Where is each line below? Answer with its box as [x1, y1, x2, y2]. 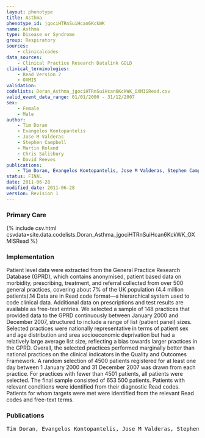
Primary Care [6, 210, 47, 219]
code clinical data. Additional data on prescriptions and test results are [6, 299, 184, 306]
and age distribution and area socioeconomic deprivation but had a [6, 331, 175, 339]
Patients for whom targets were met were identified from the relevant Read [6, 390, 194, 397]
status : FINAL [6, 173, 43, 180]
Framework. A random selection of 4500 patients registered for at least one [6, 357, 196, 365]
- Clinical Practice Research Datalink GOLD [17, 60, 132, 66]
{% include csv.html [6, 224, 57, 232]
